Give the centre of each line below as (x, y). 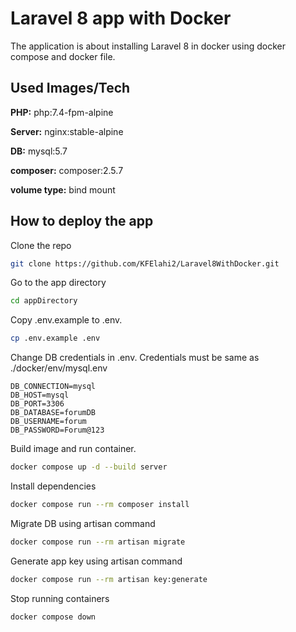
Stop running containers (60, 598)
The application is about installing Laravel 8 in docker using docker (148, 46)
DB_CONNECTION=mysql (53, 387)
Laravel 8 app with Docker (121, 18)
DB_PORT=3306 (37, 404)
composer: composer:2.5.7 (67, 170)
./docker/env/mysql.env (59, 368)
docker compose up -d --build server (89, 467)
